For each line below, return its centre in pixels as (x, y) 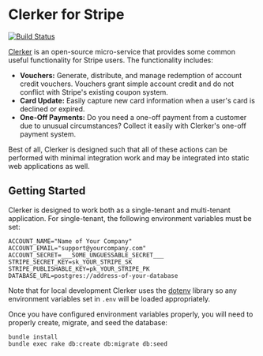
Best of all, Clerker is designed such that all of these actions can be (118, 149)
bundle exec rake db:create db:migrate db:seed (88, 344)
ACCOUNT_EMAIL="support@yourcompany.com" (77, 248)
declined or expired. (52, 109)
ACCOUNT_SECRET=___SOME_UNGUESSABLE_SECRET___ (86, 255)
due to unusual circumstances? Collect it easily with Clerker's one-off (133, 126)
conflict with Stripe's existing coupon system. (94, 92)
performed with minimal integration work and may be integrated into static (129, 157)
